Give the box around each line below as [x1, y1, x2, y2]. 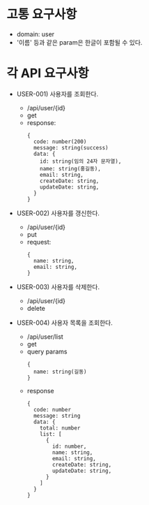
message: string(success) [33, 144, 109, 151]
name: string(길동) [33, 368, 88, 375]
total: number [40, 424, 81, 432]
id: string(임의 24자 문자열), [40, 158, 122, 165]
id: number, [52, 443, 87, 450]
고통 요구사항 [6, 6, 77, 22]
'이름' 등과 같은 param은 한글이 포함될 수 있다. [16, 38, 143, 46]
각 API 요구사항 [6, 66, 89, 81]
